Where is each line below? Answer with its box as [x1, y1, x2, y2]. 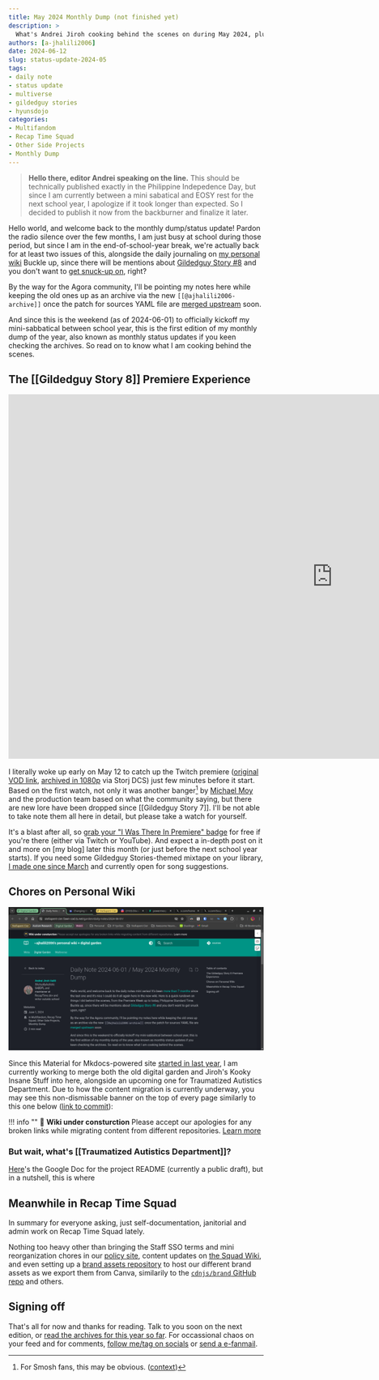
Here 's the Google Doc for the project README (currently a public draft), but [8, 1165, 263, 1174]
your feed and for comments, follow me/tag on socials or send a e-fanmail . [8, 1339, 258, 1348]
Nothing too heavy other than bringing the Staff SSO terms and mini [8, 1242, 235, 1252]
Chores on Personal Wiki [8, 885, 136, 899]
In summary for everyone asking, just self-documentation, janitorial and [8, 1218, 247, 1228]
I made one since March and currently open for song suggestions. [8, 862, 229, 871]
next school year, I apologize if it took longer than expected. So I [28, 198, 243, 208]
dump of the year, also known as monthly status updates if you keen [8, 332, 236, 342]
